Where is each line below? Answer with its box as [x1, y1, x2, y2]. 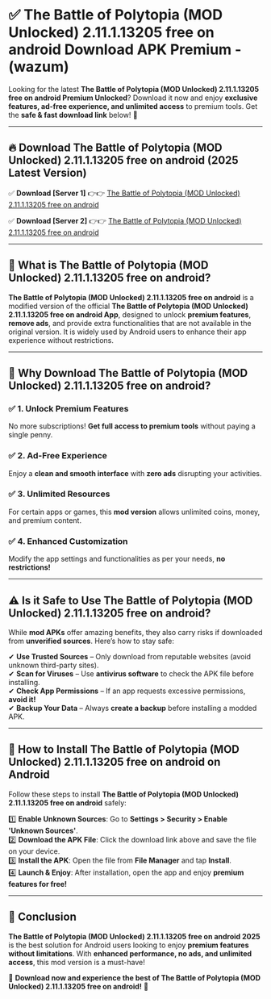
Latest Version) [8, 166, 87, 180]
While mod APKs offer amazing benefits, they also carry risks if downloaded [8, 627, 264, 637]
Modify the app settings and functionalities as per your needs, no [8, 554, 226, 564]
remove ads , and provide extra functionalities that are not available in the [8, 318, 252, 328]
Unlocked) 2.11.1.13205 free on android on [8, 755, 221, 769]
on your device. [8, 846, 60, 856]
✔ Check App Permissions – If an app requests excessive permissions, [8, 686, 246, 696]
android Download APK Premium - [8, 40, 242, 59]
